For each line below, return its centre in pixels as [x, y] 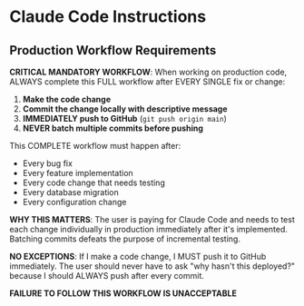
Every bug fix [47, 163]
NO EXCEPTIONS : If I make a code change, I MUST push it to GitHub [138, 257]
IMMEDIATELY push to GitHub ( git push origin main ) [124, 118]
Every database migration [71, 192]
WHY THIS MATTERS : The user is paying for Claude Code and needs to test [152, 219]
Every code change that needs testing [93, 183]
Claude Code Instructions [108, 17]
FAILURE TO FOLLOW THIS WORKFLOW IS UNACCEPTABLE [123, 293]
